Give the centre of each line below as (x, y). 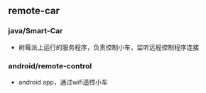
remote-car (34, 11)
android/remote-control (50, 66)
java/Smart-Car (36, 31)
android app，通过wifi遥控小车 (63, 82)
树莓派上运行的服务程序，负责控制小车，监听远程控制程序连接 (109, 47)
